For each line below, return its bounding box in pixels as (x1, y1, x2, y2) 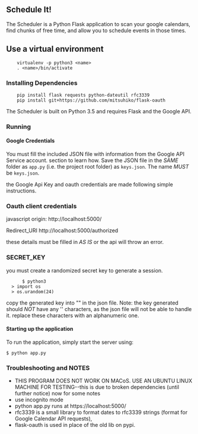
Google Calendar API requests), (14, 415, 92, 422)
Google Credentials (6, 137, 55, 144)
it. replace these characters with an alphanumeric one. (6, 312, 139, 319)
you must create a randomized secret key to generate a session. (6, 267, 163, 274)
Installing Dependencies (6, 78, 78, 87)
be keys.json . (6, 169, 40, 177)
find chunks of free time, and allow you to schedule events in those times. (6, 27, 187, 34)
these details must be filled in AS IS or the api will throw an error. (6, 239, 164, 246)
